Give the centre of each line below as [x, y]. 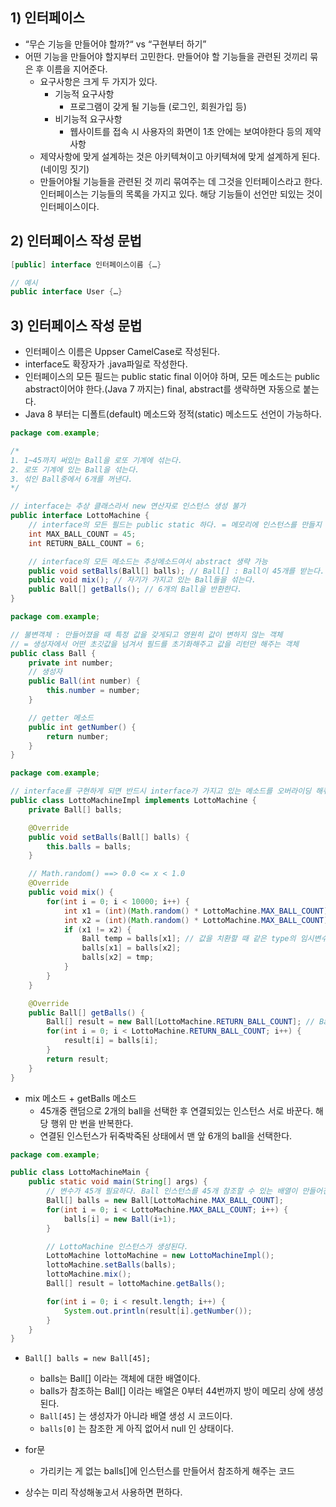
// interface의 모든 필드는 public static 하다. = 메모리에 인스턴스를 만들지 [175, 525]
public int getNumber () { [82, 727]
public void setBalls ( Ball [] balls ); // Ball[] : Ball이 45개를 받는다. [176, 571]
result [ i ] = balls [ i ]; [111, 1041]
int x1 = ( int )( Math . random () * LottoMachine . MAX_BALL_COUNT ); [198, 911]
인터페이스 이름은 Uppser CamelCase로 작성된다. [122, 352]
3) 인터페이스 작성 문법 [76, 325]
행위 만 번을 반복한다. [92, 1123]
